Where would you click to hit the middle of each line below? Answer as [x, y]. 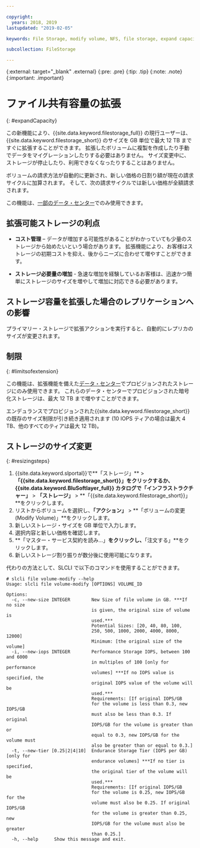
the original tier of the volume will [139, 772]
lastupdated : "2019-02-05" [40, 28]
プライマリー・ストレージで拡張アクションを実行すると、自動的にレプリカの [100, 328]
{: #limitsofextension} [32, 371]
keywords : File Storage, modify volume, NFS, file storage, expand [92, 39]
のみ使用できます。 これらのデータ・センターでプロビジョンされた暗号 [103, 391]
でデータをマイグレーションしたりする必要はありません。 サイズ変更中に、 [98, 155]
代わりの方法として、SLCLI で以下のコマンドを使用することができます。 [94, 568]
